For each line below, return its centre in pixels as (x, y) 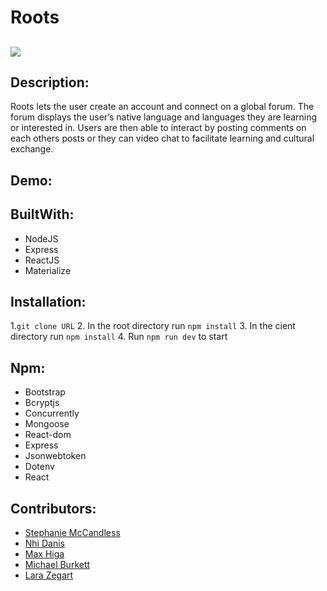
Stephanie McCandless (72, 533)
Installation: (48, 301)
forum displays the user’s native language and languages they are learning (164, 117)
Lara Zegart (49, 575)
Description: (50, 82)
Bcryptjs (42, 403)
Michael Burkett (57, 565)
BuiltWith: (42, 214)
